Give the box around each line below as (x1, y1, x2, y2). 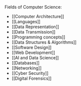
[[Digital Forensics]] (11, 75, 52, 81)
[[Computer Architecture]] (11, 14, 64, 19)
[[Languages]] (11, 19, 41, 24)
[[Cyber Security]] (11, 70, 49, 76)
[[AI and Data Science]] (11, 55, 59, 60)
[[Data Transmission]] (11, 29, 56, 34)
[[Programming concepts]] (11, 34, 65, 40)
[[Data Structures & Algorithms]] (11, 39, 77, 45)
